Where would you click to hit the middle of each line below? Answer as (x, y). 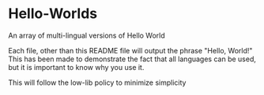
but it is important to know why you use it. (76, 67)
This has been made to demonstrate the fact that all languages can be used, (132, 59)
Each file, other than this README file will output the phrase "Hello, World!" (130, 50)
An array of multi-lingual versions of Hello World (87, 35)
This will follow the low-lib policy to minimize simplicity (97, 82)
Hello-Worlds (53, 14)
